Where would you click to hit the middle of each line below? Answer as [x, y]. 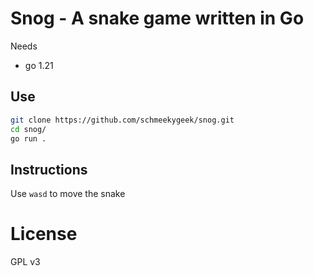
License [44, 234]
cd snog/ [28, 129]
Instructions [49, 169]
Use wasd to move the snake [68, 194]
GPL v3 [25, 262]
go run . [28, 138]
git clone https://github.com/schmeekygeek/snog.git [122, 120]
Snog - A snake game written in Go [157, 18]
